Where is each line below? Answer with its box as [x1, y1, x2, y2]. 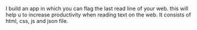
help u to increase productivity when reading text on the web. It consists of [5, 11, 192, 18]
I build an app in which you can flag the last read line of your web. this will [5, 5, 189, 12]
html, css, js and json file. [5, 18, 68, 24]
